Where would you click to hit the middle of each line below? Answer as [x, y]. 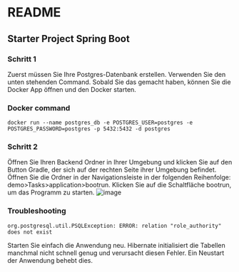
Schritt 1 [22, 59]
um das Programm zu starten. [51, 192]
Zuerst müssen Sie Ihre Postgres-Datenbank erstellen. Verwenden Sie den [117, 74]
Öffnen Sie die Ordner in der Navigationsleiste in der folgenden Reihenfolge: [119, 177]
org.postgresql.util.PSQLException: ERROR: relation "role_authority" [115, 226]
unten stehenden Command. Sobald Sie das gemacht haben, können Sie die [119, 82]
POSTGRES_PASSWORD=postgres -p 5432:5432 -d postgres [89, 129]
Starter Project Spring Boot [68, 39]
